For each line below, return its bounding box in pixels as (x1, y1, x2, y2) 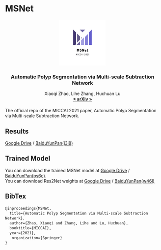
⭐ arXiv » (73, 96, 92, 102)
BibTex (5, 192, 26, 201)
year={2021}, (9, 230, 36, 235)
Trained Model (5, 155, 51, 163)
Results (5, 127, 29, 135)
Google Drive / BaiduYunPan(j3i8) (5, 140, 73, 146)
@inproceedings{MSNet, (5, 206, 52, 211)
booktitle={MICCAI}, (9, 225, 52, 230)
